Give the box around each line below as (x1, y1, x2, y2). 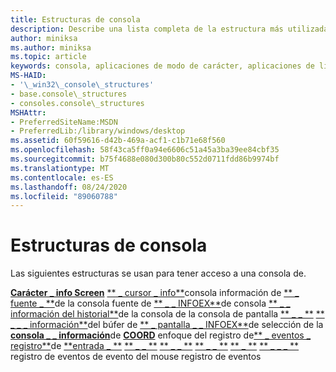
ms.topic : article (10, 52, 87, 62)
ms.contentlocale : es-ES (10, 172, 114, 183)
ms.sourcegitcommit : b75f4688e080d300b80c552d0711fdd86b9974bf (10, 154, 280, 164)
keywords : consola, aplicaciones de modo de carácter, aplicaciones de (10, 61, 315, 71)
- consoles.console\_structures (10, 98, 145, 108)
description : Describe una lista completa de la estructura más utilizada (10, 24, 329, 34)
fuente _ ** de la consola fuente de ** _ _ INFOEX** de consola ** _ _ (10, 297, 291, 310)
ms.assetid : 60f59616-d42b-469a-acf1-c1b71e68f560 (10, 136, 226, 146)
